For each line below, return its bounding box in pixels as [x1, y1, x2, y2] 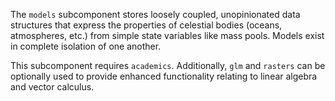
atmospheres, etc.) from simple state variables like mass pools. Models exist [10, 30, 325, 41]
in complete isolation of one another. [10, 40, 162, 52]
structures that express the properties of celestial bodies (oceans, [10, 19, 283, 31]
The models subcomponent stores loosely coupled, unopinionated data [10, 9, 301, 20]
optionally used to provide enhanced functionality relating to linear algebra [10, 70, 318, 82]
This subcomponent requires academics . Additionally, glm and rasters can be [10, 60, 326, 71]
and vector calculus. [10, 81, 95, 93]
